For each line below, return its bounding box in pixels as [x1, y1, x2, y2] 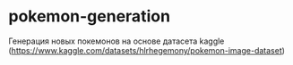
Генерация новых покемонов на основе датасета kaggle [8, 36, 225, 46]
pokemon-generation [8, 6, 171, 27]
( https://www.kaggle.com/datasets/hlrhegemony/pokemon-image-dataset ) [8, 45, 286, 55]
